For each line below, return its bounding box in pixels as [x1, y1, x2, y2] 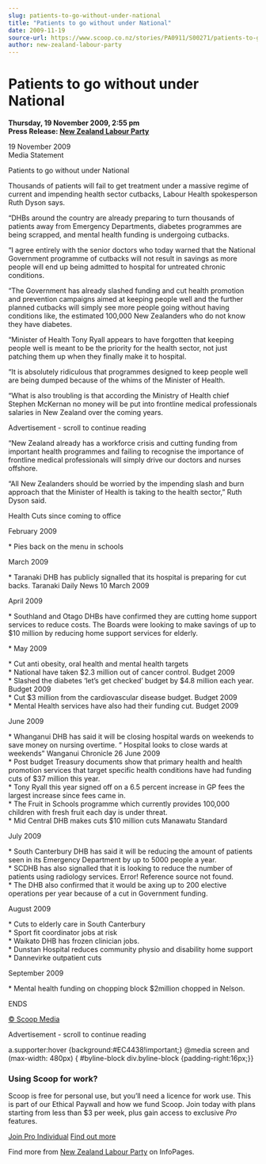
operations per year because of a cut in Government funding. [8, 888, 208, 899]
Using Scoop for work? [8, 1073, 98, 1084]
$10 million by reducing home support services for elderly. [8, 629, 199, 638]
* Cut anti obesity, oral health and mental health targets [8, 659, 188, 669]
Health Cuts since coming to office [8, 512, 121, 521]
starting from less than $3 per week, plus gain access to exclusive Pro [8, 1108, 237, 1117]
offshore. [8, 464, 38, 474]
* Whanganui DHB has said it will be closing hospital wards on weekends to [8, 732, 255, 741]
